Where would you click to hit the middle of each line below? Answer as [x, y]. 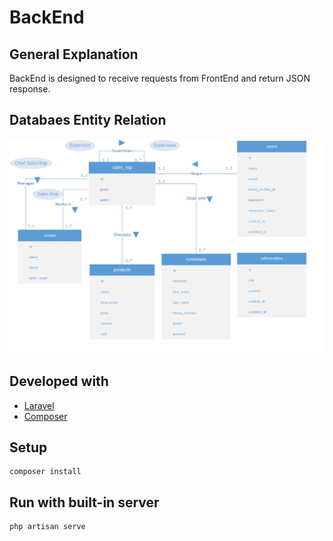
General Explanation [74, 54]
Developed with [59, 381]
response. [30, 89]
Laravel [39, 405]
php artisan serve [47, 527]
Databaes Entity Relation [88, 120]
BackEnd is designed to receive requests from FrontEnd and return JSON [160, 78]
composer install [45, 472]
